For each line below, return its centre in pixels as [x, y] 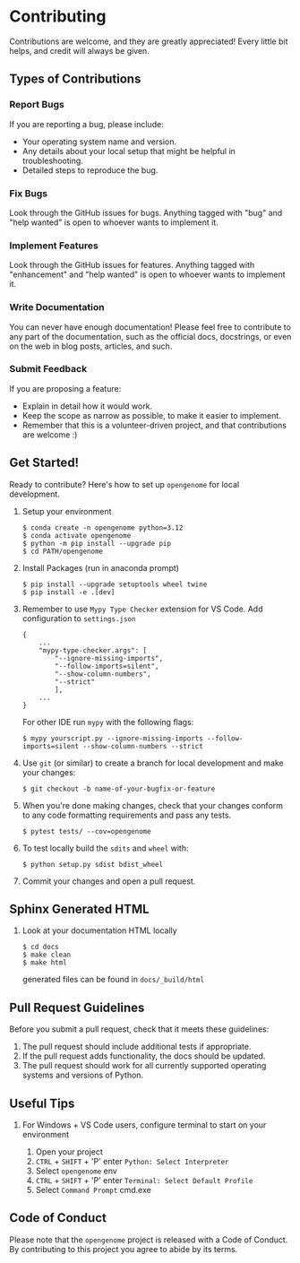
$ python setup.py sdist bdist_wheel [93, 864]
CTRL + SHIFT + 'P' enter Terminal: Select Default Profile [144, 1181]
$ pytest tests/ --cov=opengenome [86, 831]
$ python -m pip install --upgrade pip [97, 543]
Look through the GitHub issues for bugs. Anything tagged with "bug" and [146, 212]
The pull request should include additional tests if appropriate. [137, 1047]
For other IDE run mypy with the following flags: [108, 722]
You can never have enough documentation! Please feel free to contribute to [150, 327]
